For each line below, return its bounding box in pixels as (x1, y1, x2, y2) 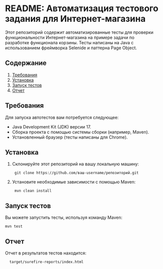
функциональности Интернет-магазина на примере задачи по (5, 35, 135, 40)
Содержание (5, 59, 47, 67)
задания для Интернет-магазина (5, 13, 146, 24)
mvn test (5, 224, 23, 229)
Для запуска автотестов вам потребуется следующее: (5, 114, 119, 120)
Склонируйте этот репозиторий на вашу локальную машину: (12, 161, 139, 167)
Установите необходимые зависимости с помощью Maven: (12, 179, 136, 185)
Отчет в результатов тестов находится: (5, 250, 87, 256)
